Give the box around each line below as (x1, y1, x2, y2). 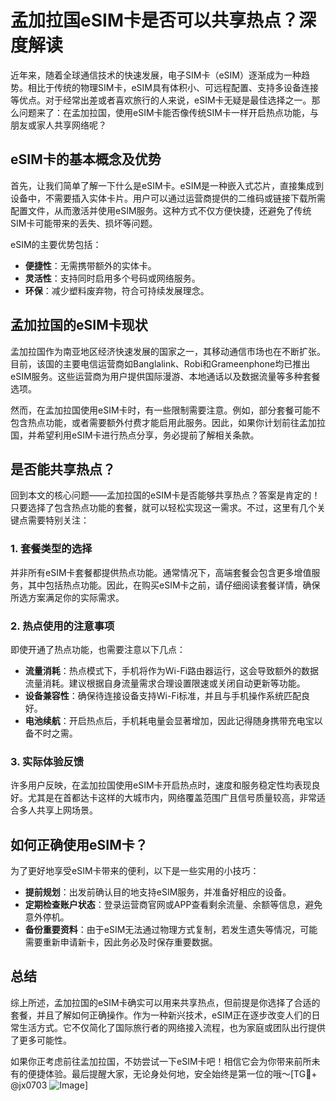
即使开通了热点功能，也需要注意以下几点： (10, 643, 186, 655)
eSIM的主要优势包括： (10, 238, 102, 250)
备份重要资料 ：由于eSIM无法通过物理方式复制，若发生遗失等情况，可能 (24, 924, 318, 936)
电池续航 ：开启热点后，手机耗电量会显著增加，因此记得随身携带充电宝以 (24, 714, 323, 726)
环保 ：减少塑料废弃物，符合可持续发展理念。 (24, 284, 210, 296)
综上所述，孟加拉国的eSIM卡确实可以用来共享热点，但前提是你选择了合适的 (10, 996, 321, 1008)
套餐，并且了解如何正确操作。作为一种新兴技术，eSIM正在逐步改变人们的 (10, 1009, 312, 1021)
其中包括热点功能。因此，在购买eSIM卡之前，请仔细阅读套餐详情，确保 (27, 579, 321, 591)
